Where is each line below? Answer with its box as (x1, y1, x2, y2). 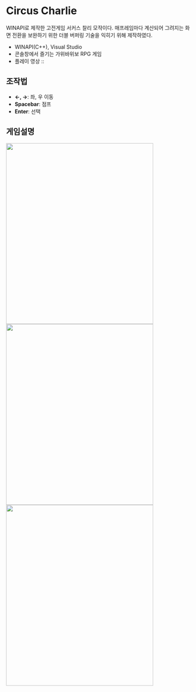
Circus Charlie (6, 4, 77, 18)
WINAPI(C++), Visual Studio (14, 43, 82, 50)
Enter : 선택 (14, 107, 41, 115)
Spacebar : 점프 (14, 100, 51, 107)
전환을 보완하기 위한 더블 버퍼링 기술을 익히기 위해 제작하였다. (12, 31, 153, 39)
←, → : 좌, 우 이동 (14, 93, 54, 100)
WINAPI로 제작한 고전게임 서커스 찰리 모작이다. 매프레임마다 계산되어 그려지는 (6, 24, 184, 31)
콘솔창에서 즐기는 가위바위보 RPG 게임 (14, 50, 102, 57)
